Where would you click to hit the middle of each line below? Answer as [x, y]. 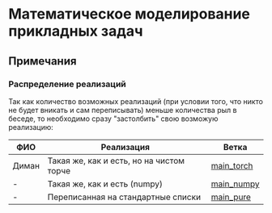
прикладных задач [76, 31]
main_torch [232, 165]
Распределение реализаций [68, 84]
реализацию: [31, 127]
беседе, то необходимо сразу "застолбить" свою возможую [113, 119]
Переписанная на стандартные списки [124, 197]
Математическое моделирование [130, 14]
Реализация [125, 147]
